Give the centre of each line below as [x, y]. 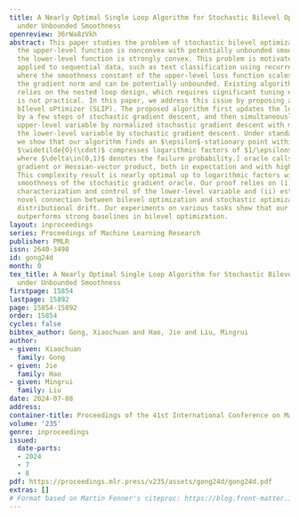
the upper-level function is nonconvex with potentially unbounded [145, 51]
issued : [24, 440]
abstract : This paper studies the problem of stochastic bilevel [133, 42]
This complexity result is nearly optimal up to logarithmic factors [149, 175]
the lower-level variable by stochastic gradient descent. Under [141, 134]
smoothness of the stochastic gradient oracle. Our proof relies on [147, 184]
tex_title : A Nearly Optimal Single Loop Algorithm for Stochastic [137, 275]
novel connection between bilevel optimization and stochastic [137, 200]
